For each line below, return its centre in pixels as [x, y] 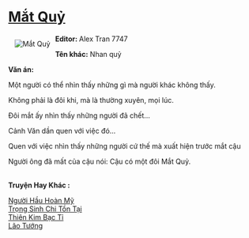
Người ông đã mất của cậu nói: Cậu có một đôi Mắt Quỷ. [100, 161]
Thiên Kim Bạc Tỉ [36, 217]
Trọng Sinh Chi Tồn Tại [45, 209]
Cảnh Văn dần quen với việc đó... [62, 130]
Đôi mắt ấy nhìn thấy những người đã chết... [79, 115]
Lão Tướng [26, 225]
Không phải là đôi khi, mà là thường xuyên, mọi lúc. [91, 100]
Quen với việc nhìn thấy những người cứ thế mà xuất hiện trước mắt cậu [124, 145]
